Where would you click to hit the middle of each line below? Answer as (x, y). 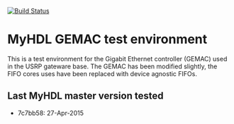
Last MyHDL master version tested (85, 96)
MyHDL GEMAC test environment (107, 39)
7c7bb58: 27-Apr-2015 (50, 113)
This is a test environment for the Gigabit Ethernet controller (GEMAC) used (117, 58)
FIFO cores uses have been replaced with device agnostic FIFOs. (102, 73)
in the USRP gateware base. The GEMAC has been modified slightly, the (112, 66)
